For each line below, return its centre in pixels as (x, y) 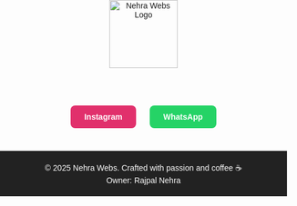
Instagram (103, 117)
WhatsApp (183, 117)
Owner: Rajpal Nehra (143, 180)
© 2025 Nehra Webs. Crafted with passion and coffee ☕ (143, 168)
